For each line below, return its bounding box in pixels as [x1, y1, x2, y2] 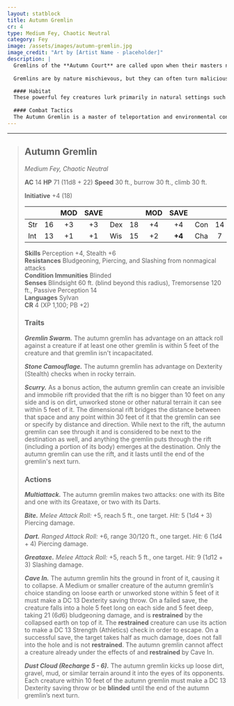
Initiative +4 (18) [24, 191, 73, 199]
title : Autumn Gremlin [7, 17, 73, 24]
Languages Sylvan [24, 293, 79, 302]
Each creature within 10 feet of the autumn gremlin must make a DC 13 [24, 677, 226, 685]
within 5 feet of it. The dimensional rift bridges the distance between [24, 405, 221, 413]
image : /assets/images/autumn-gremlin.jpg [7, 43, 132, 49]
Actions [24, 475, 52, 484]
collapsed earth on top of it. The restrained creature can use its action [24, 618, 227, 627]
